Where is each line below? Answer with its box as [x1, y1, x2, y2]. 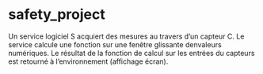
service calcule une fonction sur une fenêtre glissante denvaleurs [8, 39, 222, 49]
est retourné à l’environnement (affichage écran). [8, 57, 169, 66]
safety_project [8, 6, 105, 24]
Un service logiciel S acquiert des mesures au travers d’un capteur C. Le [8, 31, 245, 41]
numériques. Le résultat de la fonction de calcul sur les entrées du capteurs [8, 48, 255, 57]
